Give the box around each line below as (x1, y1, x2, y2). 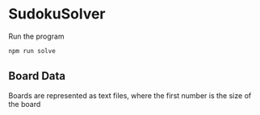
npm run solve (8, 47, 57, 55)
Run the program (8, 31, 65, 41)
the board (8, 99, 41, 109)
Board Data (8, 69, 66, 83)
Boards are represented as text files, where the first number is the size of (8, 90, 252, 101)
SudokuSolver (8, 5, 107, 23)
